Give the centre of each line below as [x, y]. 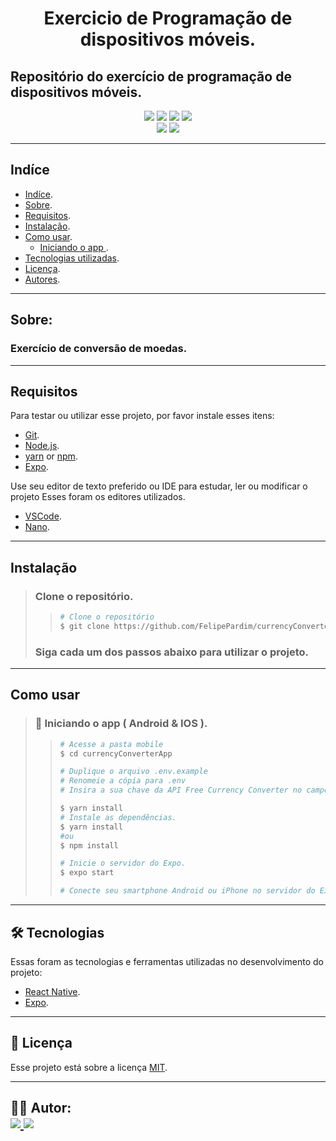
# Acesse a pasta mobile [111, 744]
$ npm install [89, 845]
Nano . [37, 527]
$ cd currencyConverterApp [116, 753]
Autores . [42, 279]
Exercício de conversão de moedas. [99, 349]
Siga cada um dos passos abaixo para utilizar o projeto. [172, 652]
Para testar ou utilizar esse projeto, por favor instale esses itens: [142, 416]
